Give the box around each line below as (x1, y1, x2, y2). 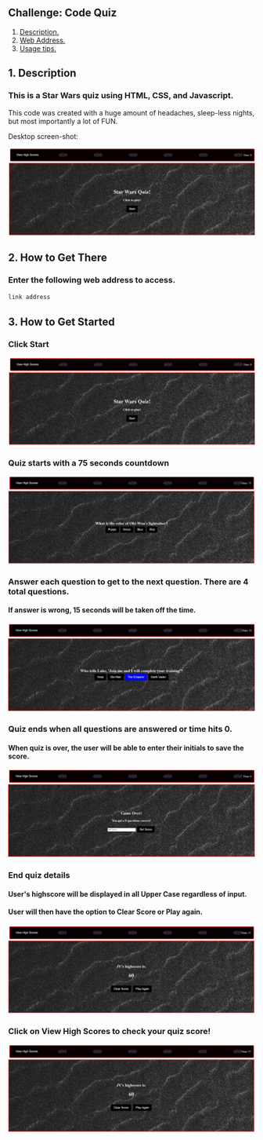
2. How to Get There (8, 251, 108, 265)
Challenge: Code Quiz (8, 6, 117, 20)
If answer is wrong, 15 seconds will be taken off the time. (8, 605, 196, 615)
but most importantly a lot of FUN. (8, 116, 118, 126)
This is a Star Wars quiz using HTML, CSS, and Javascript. (8, 90, 234, 101)
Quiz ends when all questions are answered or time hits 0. (8, 724, 232, 735)
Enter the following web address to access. (8, 274, 176, 285)
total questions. (8, 586, 70, 597)
